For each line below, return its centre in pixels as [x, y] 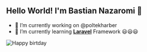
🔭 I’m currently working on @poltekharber [66, 25]
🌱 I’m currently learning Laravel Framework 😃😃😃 [76, 31]
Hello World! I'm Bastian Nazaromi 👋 [74, 11]
